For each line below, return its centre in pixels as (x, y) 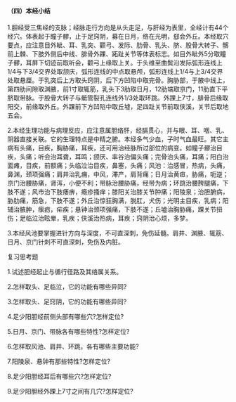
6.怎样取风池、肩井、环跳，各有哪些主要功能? (73, 346)
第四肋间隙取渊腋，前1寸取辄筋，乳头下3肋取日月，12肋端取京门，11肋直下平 (118, 89)
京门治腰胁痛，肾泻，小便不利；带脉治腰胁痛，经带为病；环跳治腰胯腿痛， (115, 183)
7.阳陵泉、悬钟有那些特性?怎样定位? (59, 361)
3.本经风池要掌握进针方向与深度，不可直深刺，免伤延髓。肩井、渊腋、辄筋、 (118, 233)
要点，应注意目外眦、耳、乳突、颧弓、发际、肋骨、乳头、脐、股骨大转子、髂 (118, 45)
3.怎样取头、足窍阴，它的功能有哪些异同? (67, 301)
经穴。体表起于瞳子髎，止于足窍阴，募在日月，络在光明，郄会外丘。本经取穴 (118, 37)
